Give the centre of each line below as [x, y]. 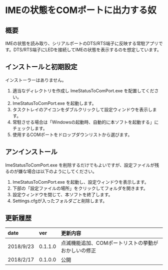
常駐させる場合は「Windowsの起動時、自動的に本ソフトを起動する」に [85, 122]
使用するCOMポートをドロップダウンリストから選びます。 [72, 134]
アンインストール [31, 152]
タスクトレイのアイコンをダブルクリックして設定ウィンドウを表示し [82, 109]
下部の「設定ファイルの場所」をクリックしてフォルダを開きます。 [80, 188]
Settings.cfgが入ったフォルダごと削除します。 [60, 201]
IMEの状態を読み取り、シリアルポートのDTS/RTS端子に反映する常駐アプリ [82, 43]
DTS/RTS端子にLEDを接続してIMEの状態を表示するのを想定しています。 [87, 50]
